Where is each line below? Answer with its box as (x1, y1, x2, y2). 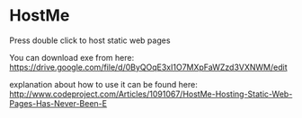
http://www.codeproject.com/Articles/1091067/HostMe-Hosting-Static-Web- (9, 88, 293, 99)
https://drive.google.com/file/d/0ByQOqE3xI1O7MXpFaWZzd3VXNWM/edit (9, 62, 288, 72)
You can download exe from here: (9, 52, 135, 63)
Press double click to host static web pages (9, 35, 171, 46)
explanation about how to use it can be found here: (9, 79, 198, 89)
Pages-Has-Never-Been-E (9, 97, 108, 108)
